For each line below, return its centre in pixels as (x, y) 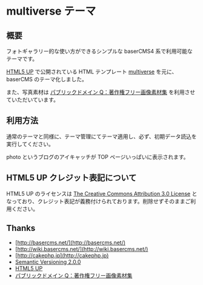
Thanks (21, 228)
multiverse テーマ (51, 11)
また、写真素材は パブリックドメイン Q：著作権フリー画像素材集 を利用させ (101, 92)
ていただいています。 (33, 100)
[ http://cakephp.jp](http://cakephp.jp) (62, 256)
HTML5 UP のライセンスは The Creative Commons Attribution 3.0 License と (102, 193)
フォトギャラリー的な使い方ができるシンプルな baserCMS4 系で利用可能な (99, 51)
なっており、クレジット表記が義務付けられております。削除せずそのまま (96, 201)
